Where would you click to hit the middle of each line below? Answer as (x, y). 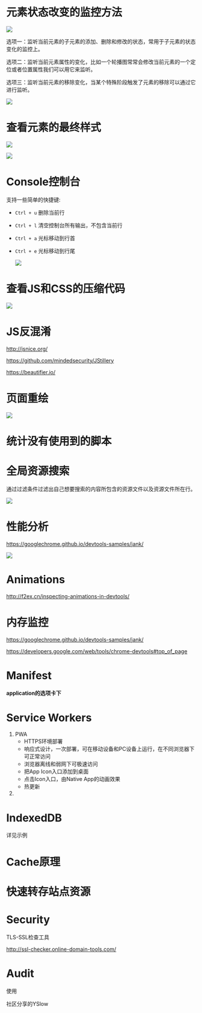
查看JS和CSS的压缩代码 (66, 289)
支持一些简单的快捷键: (34, 199)
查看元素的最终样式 (54, 128)
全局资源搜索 (38, 471)
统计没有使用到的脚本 (59, 441)
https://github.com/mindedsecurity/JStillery (60, 360)
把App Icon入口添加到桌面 (56, 771)
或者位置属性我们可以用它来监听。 (54, 69)
